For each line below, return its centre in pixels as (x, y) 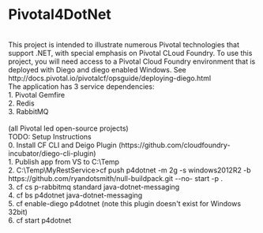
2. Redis (21, 103)
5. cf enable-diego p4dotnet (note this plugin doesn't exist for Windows (125, 203)
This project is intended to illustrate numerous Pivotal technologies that (124, 44)
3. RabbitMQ (28, 111)
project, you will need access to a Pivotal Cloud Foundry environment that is (132, 61)
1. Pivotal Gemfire (37, 94)
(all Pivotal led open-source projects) (68, 128)
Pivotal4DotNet (60, 15)
